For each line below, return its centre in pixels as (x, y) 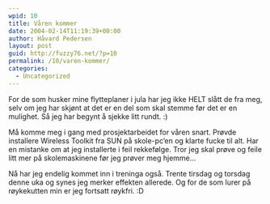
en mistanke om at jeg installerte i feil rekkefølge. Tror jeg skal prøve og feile (135, 149)
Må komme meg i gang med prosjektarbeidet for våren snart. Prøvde (122, 132)
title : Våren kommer (43, 23)
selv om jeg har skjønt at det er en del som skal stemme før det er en (123, 108)
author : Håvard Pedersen (50, 38)
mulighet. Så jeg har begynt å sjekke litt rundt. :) (88, 116)
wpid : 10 (23, 16)
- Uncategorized (43, 76)
